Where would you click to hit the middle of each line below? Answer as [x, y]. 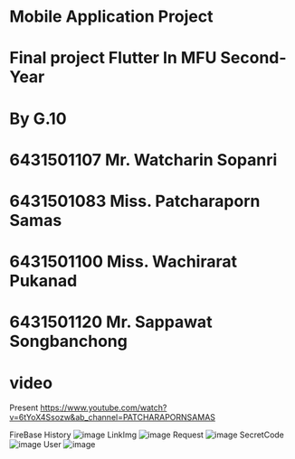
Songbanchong [69, 342]
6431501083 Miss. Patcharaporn [135, 201]
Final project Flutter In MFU [113, 58]
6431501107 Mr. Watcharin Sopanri [143, 159]
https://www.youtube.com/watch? [104, 407]
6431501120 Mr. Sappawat [111, 322]
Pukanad [43, 281]
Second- [253, 58]
